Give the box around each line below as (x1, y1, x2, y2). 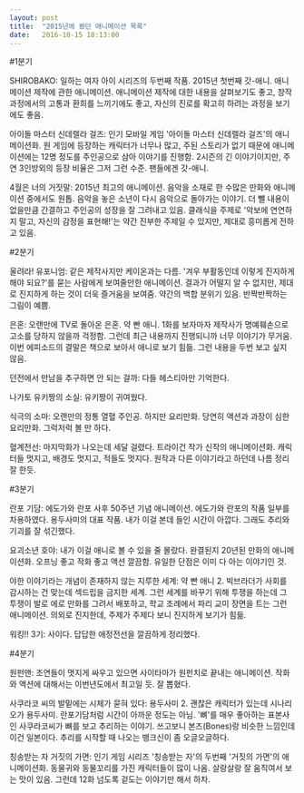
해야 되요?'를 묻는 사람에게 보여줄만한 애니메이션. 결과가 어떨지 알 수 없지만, (9, 278, 277, 289)
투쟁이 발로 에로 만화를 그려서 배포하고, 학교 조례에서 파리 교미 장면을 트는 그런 (9, 598, 288, 609)
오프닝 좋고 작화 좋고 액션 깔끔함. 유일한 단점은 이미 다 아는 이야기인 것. (35, 556, 288, 567)
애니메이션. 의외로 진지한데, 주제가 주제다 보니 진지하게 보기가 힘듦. (9, 610, 247, 621)
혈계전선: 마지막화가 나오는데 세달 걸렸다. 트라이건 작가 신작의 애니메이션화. (9, 442, 276, 453)
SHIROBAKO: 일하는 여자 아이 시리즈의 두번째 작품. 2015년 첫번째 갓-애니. (9, 75, 272, 86)
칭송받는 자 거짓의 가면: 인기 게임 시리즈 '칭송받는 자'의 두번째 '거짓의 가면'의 (9, 751, 280, 762)
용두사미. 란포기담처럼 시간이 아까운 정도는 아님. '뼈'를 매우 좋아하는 (25, 710, 266, 720)
